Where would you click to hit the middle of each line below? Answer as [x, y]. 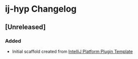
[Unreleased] [26, 27]
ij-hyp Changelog [41, 9]
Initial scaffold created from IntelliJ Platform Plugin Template [72, 51]
